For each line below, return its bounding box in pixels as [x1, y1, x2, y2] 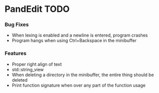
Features [4, 50, 27, 57]
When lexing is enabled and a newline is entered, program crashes [11, 32, 148, 38]
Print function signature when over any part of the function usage [11, 82, 146, 88]
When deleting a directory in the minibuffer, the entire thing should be [11, 72, 154, 78]
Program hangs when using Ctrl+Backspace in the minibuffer [11, 38, 137, 44]
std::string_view [11, 66, 44, 72]
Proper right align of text [11, 61, 62, 67]
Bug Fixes [4, 21, 29, 28]
